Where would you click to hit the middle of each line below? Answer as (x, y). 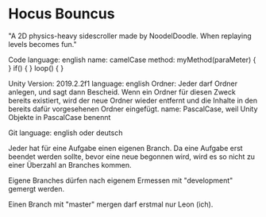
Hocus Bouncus (62, 14)
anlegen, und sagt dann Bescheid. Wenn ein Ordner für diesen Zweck (122, 91)
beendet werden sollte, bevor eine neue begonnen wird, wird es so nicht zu (132, 157)
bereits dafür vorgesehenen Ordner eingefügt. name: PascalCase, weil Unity (133, 109)
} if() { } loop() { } (36, 68)
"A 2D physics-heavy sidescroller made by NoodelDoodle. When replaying (130, 36)
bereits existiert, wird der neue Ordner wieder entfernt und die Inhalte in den (133, 100)
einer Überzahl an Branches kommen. (70, 165)
